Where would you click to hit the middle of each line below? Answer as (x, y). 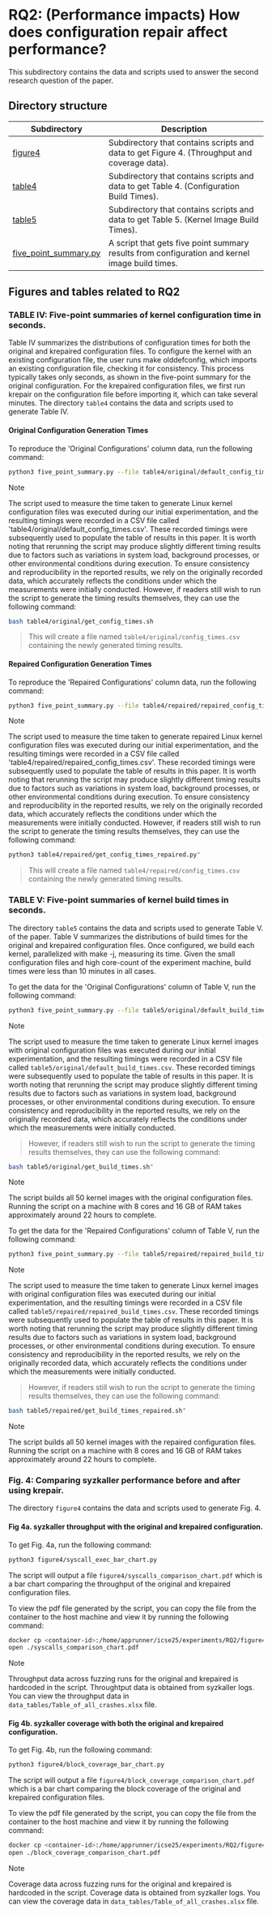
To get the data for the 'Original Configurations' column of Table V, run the (132, 986)
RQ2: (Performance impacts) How (124, 15)
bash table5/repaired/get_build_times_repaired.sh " (97, 1411)
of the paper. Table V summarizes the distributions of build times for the (128, 936)
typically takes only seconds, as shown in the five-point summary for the (130, 377)
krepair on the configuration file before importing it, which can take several (133, 394)
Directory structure (58, 106)
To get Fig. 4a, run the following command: (80, 1545)
